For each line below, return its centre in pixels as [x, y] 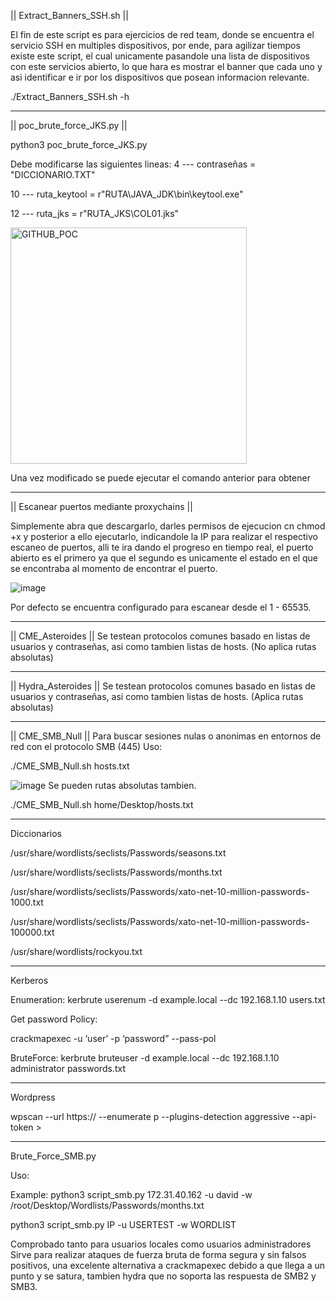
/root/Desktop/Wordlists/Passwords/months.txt [107, 1205]
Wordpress [33, 1097]
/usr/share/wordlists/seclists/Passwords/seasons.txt [118, 853]
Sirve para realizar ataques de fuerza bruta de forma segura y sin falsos [158, 1254]
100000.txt [32, 932]
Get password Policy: [54, 1019]
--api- [304, 1116]
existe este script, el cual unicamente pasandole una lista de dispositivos [160, 56]
